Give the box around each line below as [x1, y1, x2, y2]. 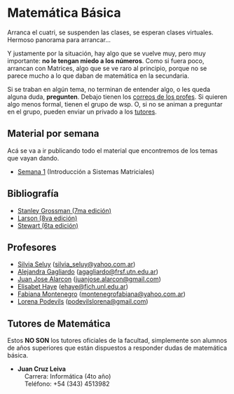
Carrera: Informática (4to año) [24, 372, 111, 381]
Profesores [7, 241, 57, 253]
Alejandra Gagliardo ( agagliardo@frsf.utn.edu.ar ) [17, 268, 159, 276]
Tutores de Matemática [7, 318, 111, 330]
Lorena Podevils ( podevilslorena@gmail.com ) [17, 297, 149, 306]
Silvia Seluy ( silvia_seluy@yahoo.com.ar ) [17, 260, 136, 269]
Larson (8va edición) [17, 214, 78, 222]
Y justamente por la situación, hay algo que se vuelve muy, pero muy [7, 49, 207, 57]
